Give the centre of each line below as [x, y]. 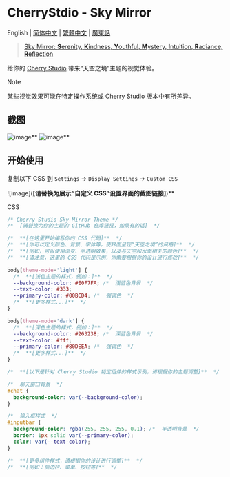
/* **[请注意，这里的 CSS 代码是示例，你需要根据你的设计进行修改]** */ [103, 257]
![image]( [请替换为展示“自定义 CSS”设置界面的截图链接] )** [91, 193]
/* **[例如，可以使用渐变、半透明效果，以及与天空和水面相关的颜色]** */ [103, 251]
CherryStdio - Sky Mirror [80, 13]
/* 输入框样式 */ [32, 416]
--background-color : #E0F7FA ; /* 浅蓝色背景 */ [83, 283]
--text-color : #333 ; [43, 289]
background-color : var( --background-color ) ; [78, 397]
